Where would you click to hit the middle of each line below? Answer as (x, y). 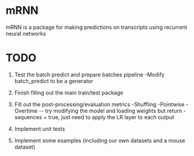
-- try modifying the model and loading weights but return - (112, 111)
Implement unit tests (40, 129)
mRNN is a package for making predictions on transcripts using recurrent (96, 27)
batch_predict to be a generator (54, 81)
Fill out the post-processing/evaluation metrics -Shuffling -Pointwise (99, 104)
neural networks (26, 33)
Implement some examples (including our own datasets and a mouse (100, 140)
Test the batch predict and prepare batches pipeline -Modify (89, 74)
